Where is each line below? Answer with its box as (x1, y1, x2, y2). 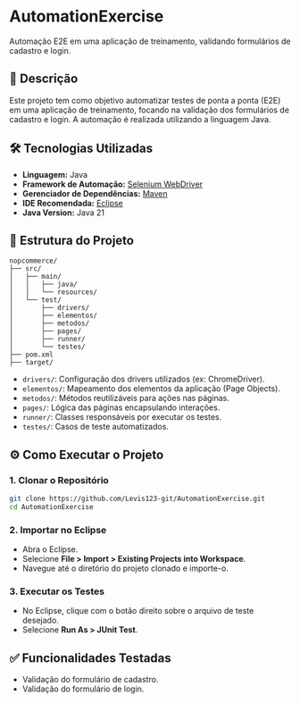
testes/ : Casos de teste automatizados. (21, 422, 170, 432)
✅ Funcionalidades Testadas (9, 650, 171, 665)
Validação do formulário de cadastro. (21, 674, 159, 685)
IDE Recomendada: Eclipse (21, 197, 123, 208)
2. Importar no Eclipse (9, 523, 107, 536)
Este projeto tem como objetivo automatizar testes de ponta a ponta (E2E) (9, 95, 281, 105)
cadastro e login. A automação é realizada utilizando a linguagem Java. (9, 113, 271, 124)
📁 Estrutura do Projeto (9, 232, 134, 247)
